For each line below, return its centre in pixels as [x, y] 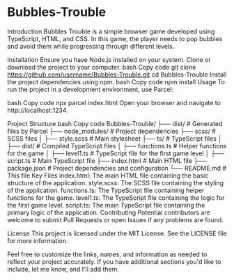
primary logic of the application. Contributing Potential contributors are [109, 212]
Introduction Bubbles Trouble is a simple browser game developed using [111, 31]
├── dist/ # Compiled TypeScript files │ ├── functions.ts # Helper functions [117, 146]
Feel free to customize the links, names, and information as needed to [107, 254]
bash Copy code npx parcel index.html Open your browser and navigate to [114, 102]
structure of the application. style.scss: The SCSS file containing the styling [116, 182]
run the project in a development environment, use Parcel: [91, 89]
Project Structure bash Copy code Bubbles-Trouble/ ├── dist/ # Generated [115, 123]
